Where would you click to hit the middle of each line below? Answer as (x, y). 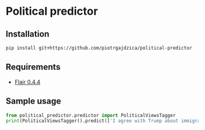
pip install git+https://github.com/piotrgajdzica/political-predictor (99, 48)
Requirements (33, 67)
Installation (28, 34)
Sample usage (34, 101)
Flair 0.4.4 (28, 82)
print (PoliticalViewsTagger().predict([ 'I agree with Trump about (92, 121)
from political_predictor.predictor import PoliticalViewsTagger (91, 115)
